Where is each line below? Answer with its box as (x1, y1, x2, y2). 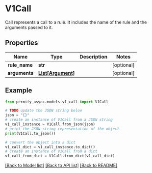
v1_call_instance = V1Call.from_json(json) (5, 122, 96, 127)
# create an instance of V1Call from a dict (5, 149, 98, 154)
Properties (5, 39, 38, 47)
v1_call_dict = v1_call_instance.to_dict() (5, 144, 96, 149)
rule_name (7, 61, 33, 68)
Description (79, 53, 108, 60)
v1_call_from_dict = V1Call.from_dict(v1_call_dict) (5, 153, 115, 159)
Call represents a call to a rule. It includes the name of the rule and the (5, 19, 147, 25)
